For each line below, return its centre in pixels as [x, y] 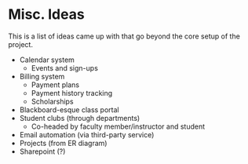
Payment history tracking [72, 93]
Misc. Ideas [46, 15]
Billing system [42, 76]
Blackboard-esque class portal [69, 109]
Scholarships [52, 101]
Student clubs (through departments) [80, 118]
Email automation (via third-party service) [87, 134]
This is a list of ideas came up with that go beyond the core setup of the [124, 36]
